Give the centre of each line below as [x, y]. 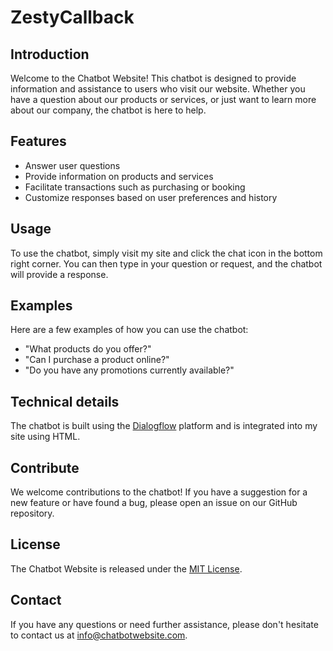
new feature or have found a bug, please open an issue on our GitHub [154, 503]
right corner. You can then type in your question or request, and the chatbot [166, 263]
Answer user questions [72, 165]
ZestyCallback [72, 17]
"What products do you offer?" [88, 349]
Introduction [50, 54]
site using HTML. [45, 437]
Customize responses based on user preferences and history [151, 197]
